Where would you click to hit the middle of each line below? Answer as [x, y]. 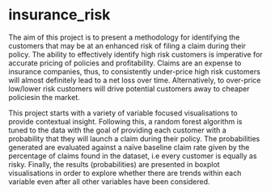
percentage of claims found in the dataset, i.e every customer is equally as [133, 156]
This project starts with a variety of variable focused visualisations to [123, 113]
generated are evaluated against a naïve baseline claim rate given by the [129, 147]
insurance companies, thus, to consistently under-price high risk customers [134, 71]
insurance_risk [59, 15]
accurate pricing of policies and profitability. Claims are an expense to [125, 63]
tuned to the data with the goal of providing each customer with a [117, 130]
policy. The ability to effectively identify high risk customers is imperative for [135, 54]
